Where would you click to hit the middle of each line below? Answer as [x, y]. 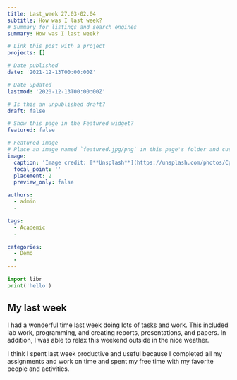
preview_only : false [44, 182]
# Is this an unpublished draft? [56, 104]
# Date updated [30, 85]
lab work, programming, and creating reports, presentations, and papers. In [117, 332]
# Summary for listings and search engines [72, 27]
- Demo [23, 254]
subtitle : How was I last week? [55, 20]
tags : [15, 221]
